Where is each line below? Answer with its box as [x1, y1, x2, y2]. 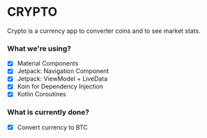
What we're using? [7, 44, 72, 53]
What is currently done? [7, 107, 89, 117]
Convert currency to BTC [17, 123, 88, 131]
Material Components [17, 59, 79, 68]
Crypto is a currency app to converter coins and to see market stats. [7, 27, 201, 35]
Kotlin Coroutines [17, 90, 67, 98]
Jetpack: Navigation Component [17, 67, 109, 75]
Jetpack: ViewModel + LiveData [17, 74, 108, 83]
